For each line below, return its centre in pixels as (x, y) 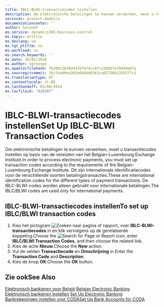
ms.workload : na (21, 50)
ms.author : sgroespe (26, 64)
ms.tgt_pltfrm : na (24, 46)
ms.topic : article (24, 37)
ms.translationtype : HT (29, 77)
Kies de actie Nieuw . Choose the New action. (57, 246)
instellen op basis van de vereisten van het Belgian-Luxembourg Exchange (80, 154)
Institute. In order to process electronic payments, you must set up (71, 160)
